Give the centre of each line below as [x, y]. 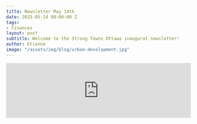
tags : [13, 22]
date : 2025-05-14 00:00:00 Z [42, 17]
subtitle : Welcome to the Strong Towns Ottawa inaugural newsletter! [93, 39]
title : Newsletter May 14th [40, 11]
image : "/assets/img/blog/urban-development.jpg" [68, 50]
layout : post [22, 33]
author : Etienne [26, 44]
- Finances [19, 28]
